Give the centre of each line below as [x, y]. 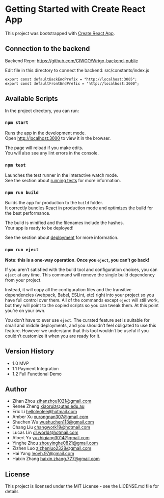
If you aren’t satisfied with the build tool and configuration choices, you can [82, 269]
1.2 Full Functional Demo [37, 374]
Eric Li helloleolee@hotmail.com [44, 412]
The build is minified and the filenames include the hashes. [65, 223]
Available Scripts [31, 99]
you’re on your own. [25, 310]
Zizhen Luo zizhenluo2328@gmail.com [52, 448]
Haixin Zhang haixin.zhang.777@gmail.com [56, 459]
